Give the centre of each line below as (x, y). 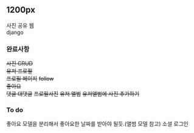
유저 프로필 (19, 71)
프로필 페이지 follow (30, 79)
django (15, 32)
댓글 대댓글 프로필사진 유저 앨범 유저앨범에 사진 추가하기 (73, 94)
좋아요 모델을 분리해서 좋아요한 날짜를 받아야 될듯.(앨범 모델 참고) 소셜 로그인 (97, 124)
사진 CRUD (20, 64)
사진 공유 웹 (20, 25)
